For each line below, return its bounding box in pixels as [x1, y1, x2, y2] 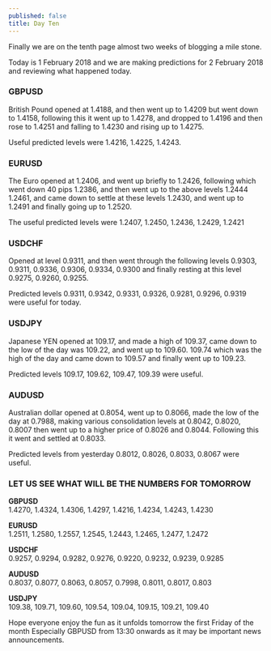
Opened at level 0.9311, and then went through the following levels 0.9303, [8, 256, 257, 266]
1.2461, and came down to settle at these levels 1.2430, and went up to [8, 194, 244, 203]
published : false [8, 11, 67, 20]
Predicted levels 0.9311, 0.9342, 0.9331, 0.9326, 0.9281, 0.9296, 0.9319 [8, 289, 247, 299]
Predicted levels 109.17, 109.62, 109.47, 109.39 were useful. [8, 369, 204, 379]
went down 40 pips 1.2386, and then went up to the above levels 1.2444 [8, 185, 248, 194]
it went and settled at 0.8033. [8, 433, 107, 443]
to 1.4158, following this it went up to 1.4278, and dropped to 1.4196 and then [8, 113, 263, 122]
